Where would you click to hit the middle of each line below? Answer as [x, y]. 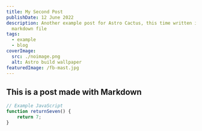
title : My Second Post [35, 12]
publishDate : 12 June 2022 [40, 17]
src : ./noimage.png [36, 56]
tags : [13, 34]
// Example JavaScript [35, 106]
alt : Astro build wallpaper [47, 62]
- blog [20, 46]
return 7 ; [29, 117]
